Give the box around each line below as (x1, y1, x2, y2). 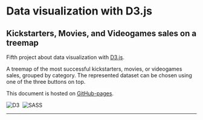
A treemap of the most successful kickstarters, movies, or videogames (6, 65, 182, 72)
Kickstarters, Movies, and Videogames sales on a (6, 28, 197, 39)
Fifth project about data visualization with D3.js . (6, 54, 125, 61)
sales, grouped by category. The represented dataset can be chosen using (6, 72, 192, 79)
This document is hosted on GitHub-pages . (6, 90, 114, 97)
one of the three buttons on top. (6, 78, 86, 85)
